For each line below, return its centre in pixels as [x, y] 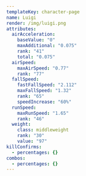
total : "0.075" [36, 57]
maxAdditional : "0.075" [47, 46]
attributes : [21, 29]
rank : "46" [31, 119]
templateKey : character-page [43, 12]
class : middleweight [43, 130]
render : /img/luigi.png [36, 23]
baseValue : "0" [36, 40]
